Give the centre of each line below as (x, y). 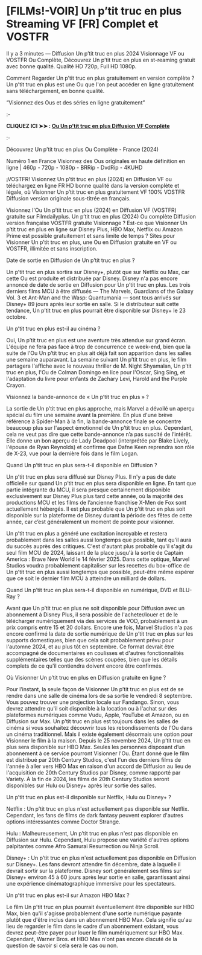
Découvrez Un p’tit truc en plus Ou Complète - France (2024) (82, 149)
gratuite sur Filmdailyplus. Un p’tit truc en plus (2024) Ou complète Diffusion (101, 216)
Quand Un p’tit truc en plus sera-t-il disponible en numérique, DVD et (92, 590)
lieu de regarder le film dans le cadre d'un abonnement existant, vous (93, 926)
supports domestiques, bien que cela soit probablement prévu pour (90, 640)
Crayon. (16, 385)
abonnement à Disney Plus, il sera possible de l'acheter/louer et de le (92, 615)
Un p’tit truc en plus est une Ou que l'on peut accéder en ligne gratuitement (100, 84)
